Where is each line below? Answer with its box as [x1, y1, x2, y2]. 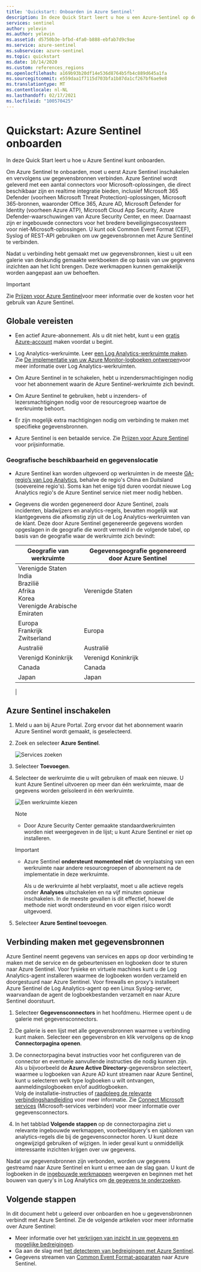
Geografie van [27, 547, 69, 555]
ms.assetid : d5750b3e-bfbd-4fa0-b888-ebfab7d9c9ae [6, 37, 135, 43]
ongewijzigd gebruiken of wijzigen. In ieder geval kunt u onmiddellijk [14, 1139, 184, 1147]
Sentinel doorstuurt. [6, 997, 56, 1005]
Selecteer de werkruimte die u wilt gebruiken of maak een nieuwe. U [14, 775, 184, 782]
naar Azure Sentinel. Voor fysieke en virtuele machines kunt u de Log [6, 965, 177, 973]
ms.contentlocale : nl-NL [6, 87, 68, 93]
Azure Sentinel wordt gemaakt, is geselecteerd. [14, 728, 132, 735]
